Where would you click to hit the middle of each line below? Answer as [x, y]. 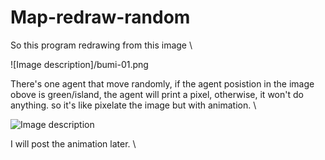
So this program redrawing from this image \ [101, 45]
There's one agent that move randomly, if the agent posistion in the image [162, 83]
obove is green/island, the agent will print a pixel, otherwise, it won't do [157, 94]
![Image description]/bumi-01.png [79, 64]
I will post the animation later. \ [73, 143]
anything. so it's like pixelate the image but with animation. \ [133, 105]
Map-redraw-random [100, 17]
